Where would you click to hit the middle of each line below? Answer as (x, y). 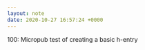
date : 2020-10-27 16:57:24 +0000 (55, 20)
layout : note (26, 13)
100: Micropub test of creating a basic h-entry (72, 39)
